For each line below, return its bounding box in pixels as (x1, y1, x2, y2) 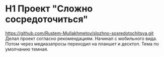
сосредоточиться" (5, 13, 88, 25)
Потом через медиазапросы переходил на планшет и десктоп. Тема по (5, 40, 159, 46)
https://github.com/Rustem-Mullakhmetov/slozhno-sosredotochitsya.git (5, 30, 154, 36)
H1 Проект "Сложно (5, 3, 93, 14)
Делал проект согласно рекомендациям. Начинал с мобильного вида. (5, 35, 157, 41)
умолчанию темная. (5, 46, 49, 52)
